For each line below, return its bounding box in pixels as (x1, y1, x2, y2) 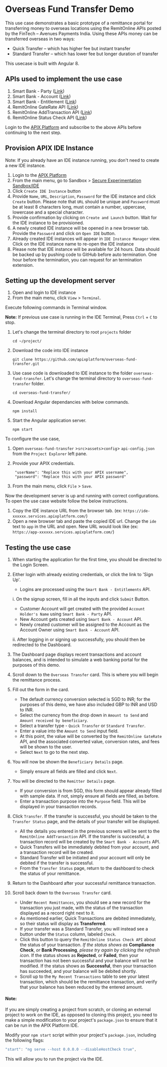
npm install (12, 409, 37, 414)
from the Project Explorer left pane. (12, 451, 87, 457)
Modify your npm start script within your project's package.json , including (5, 1032, 157, 1038)
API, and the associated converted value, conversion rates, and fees (19, 738, 160, 745)
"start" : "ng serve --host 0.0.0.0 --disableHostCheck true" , (5, 1047, 137, 1052)
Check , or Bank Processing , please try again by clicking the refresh (19, 947, 160, 953)
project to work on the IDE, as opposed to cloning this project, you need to (5, 1012, 158, 1018)
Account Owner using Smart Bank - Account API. (19, 627, 120, 633)
